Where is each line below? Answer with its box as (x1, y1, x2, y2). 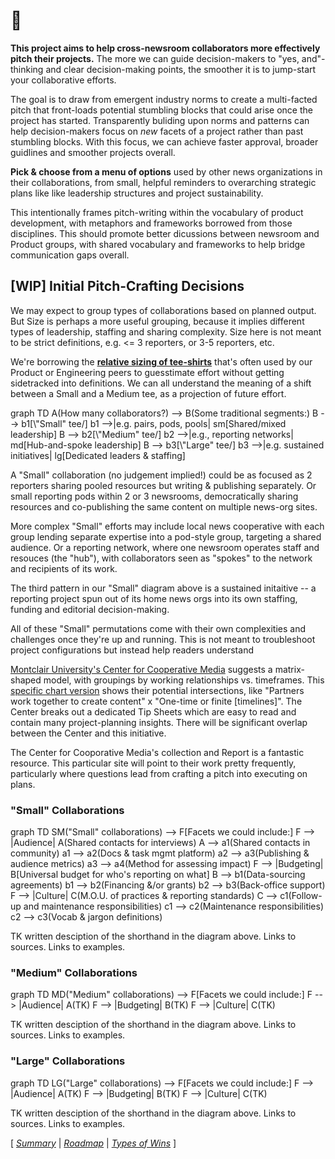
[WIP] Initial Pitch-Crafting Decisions (10, 278, 245, 295)
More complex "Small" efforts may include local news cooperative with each (10, 520, 325, 532)
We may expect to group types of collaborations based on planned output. (10, 304, 317, 316)
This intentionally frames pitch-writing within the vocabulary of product (10, 206, 304, 218)
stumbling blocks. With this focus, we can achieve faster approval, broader (10, 135, 319, 148)
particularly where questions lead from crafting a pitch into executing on (10, 767, 308, 779)
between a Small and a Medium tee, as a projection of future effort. (10, 387, 287, 399)
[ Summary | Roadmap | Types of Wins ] (10, 1137, 177, 1149)
